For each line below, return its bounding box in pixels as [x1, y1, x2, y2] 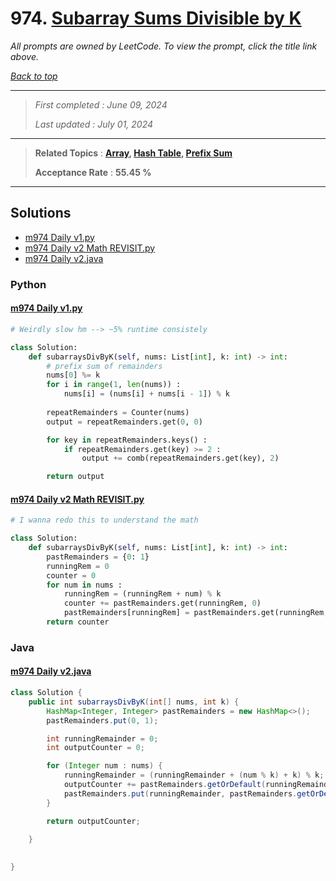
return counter [46, 617, 110, 627]
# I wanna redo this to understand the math [10, 515, 199, 526]
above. [10, 50, 39, 62]
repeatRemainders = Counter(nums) [46, 407, 190, 417]
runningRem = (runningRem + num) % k [63, 589, 222, 599]
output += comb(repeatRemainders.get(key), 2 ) [81, 453, 280, 464]
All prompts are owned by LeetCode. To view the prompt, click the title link [10, 40, 318, 52]
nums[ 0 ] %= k [46, 370, 101, 381]
